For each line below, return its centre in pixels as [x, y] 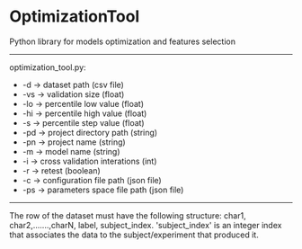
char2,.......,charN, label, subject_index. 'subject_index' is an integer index [146, 225]
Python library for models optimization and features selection [123, 41]
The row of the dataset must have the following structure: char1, [128, 215]
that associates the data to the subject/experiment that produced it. [134, 235]
